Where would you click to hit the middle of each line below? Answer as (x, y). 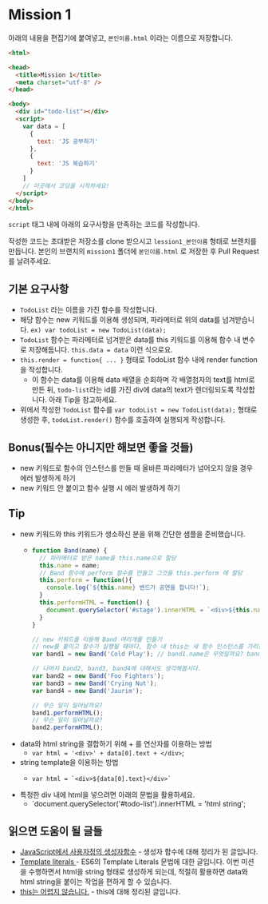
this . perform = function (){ (86, 580)
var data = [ (44, 126)
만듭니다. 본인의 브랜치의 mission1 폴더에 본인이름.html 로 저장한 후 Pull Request (134, 251)
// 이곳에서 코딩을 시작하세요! (66, 185)
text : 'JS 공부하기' (67, 141)
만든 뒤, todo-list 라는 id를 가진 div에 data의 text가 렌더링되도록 (133, 390)
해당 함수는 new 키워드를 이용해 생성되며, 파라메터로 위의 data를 (120, 320)
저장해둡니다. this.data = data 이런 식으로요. (100, 350)
